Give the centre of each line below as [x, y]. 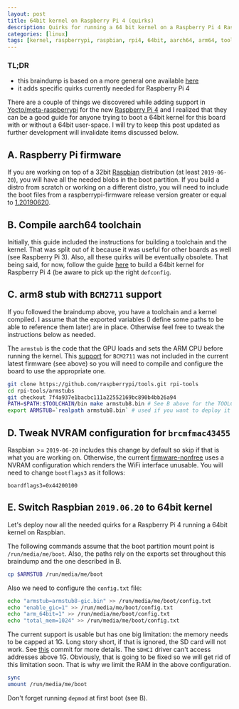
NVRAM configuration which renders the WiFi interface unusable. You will [115, 465]
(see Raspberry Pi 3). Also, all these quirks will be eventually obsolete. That [118, 257]
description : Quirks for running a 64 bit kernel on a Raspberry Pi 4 [114, 27]
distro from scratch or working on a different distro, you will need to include [118, 187]
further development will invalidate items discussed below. [93, 133]
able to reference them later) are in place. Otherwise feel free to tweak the [116, 327]
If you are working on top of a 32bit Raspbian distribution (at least [103, 172]
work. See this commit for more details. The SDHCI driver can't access [109, 650]
